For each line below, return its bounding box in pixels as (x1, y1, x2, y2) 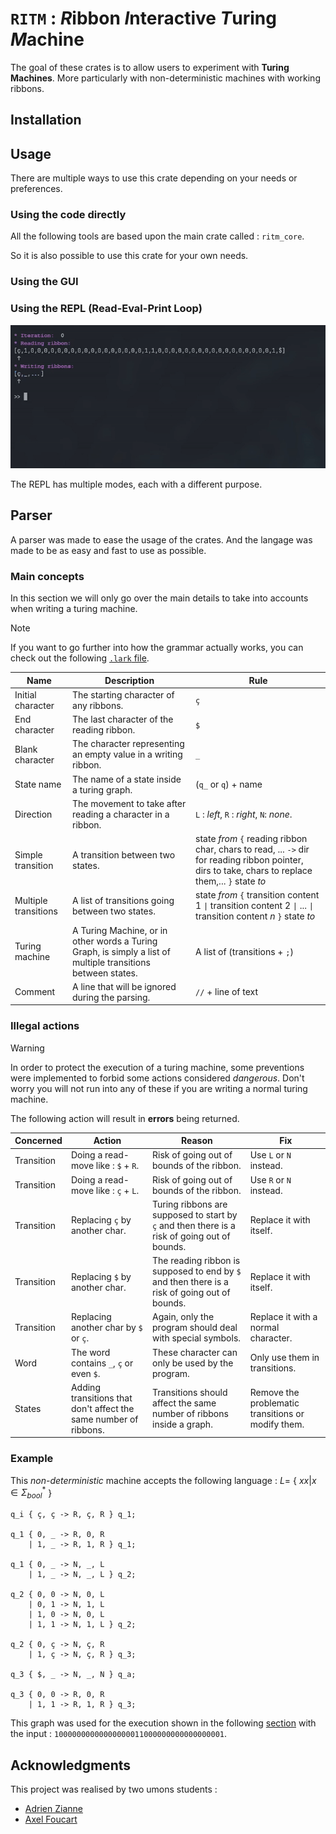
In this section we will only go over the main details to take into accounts (10, 592, 309, 604)
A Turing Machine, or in (72, 924, 168, 936)
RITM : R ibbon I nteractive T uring (10, 7, 277, 30)
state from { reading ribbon (195, 833, 308, 845)
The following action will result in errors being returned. (10, 1112, 240, 1124)
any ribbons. (72, 699, 124, 711)
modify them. (249, 1418, 305, 1431)
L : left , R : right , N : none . (195, 808, 293, 820)
